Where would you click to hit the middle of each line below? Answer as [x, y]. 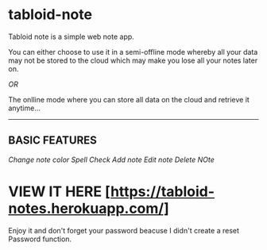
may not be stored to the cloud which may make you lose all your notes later [133, 60]
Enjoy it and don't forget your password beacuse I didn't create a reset [124, 230]
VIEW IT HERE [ [60, 191]
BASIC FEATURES [52, 140]
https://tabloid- [163, 191]
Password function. [40, 239]
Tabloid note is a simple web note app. [72, 37]
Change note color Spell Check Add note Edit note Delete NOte [111, 160]
